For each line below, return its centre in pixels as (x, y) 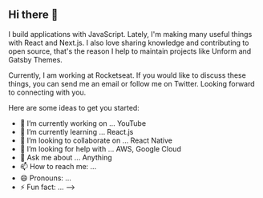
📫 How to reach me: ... (58, 166)
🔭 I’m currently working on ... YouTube (83, 123)
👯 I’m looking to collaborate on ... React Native (96, 140)
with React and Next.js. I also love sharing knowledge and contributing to (129, 42)
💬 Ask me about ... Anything (66, 157)
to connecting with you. (47, 92)
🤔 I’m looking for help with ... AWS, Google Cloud (101, 148)
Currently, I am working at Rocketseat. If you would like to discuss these (127, 75)
